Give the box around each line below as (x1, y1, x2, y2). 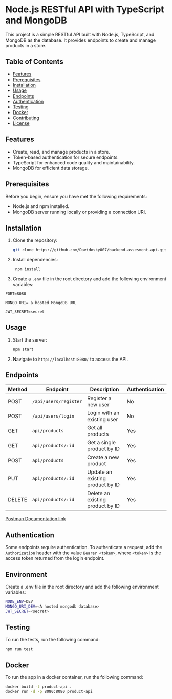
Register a (87, 394, 112, 402)
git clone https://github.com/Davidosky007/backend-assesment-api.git (12, 248, 167, 253)
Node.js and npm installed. (12, 203, 70, 210)
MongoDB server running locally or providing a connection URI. (12, 209, 147, 215)
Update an (87, 468, 113, 476)
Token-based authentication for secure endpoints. (12, 154, 119, 160)
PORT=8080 (5, 291, 27, 296)
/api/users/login (32, 413, 75, 419)
